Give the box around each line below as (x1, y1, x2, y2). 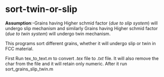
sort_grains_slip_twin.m (5, 66, 54, 72)
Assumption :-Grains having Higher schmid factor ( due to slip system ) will (5, 20, 158, 26)
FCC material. (5, 45, 34, 51)
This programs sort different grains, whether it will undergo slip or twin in (5, 40, 156, 46)
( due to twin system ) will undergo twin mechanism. (5, 30, 111, 36)
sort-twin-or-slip (5, 3, 78, 15)
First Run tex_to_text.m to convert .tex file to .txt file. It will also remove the (5, 55, 159, 61)
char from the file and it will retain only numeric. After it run (5, 60, 127, 66)
